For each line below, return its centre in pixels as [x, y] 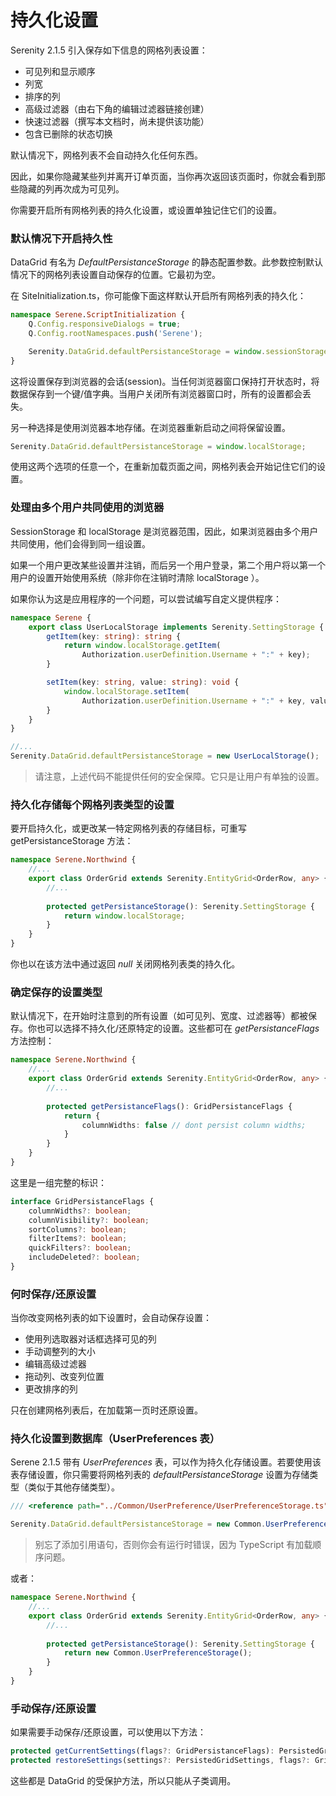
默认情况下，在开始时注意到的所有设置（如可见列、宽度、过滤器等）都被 [159, 1016]
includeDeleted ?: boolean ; [84, 1257]
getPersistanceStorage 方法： [72, 841]
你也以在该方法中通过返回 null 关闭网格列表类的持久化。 [125, 964]
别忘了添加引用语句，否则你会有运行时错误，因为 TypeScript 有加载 [173, 1545]
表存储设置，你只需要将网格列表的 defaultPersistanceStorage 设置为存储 [160, 1475]
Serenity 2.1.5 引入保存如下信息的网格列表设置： [109, 50]
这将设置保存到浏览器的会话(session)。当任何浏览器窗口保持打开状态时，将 [165, 381]
